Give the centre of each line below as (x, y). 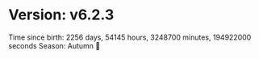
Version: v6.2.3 (61, 15)
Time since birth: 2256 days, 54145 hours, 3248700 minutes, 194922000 (130, 37)
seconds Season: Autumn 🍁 (54, 45)
